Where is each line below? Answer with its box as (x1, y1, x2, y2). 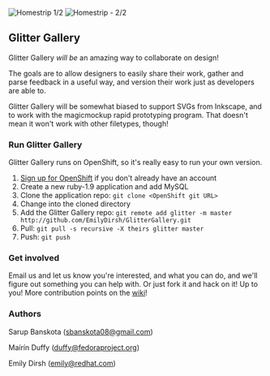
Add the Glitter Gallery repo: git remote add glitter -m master (19, 208, 233, 218)
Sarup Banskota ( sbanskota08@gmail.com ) (8, 326, 154, 336)
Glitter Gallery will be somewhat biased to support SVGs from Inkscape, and (8, 102, 262, 111)
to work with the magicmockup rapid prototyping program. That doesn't (8, 110, 249, 119)
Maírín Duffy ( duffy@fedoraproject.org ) (8, 342, 140, 352)
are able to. (8, 85, 46, 95)
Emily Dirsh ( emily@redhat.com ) (8, 358, 116, 368)
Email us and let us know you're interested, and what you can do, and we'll (8, 270, 258, 280)
